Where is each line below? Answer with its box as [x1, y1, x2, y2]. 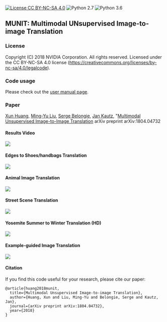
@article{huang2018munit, [5, 286, 59, 291]
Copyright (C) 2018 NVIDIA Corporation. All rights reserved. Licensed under [5, 54, 162, 60]
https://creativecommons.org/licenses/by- [69, 59, 157, 65]
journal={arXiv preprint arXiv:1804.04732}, [10, 303, 105, 308]
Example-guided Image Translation [5, 242, 80, 248]
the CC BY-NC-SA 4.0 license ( [5, 59, 69, 65]
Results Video [5, 129, 35, 136]
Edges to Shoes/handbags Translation [5, 152, 87, 159]
